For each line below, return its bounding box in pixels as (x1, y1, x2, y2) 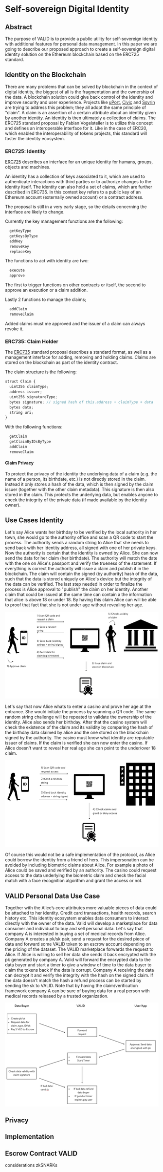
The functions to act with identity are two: (5, 258, 89, 264)
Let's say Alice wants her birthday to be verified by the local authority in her (5, 529, 157, 535)
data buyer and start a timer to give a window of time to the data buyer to (5, 961, 152, 968)
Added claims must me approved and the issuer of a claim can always (5, 320, 145, 326)
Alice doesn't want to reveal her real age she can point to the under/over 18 (5, 745, 156, 751)
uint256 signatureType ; (9, 394, 57, 399)
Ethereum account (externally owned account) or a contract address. (5, 194, 144, 200)
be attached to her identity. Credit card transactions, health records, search (5, 910, 157, 916)
